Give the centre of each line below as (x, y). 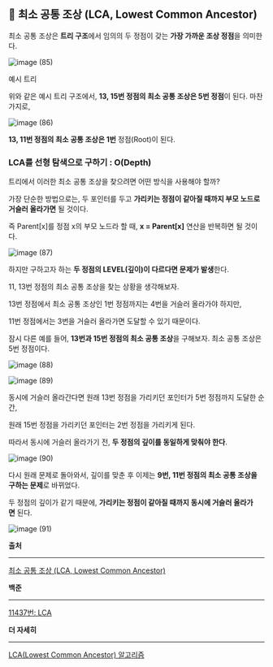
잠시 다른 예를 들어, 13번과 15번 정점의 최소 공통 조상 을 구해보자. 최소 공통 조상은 (135, 339)
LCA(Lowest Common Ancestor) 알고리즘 (76, 655)
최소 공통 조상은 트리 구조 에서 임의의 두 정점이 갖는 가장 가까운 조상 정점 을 (125, 36)
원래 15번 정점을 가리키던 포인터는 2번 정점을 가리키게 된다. (102, 425)
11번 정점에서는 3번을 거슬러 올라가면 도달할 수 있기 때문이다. (104, 321)
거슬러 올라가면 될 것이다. (48, 209)
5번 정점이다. (29, 349)
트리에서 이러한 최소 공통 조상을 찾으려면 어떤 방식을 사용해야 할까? (115, 182)
